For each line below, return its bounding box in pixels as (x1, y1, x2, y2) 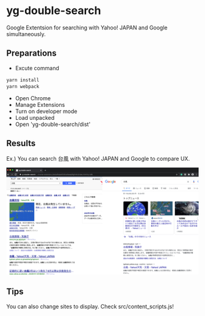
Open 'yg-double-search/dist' (15, 120, 91, 128)
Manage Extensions (15, 101, 65, 108)
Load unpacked (15, 114, 55, 121)
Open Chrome (15, 94, 51, 101)
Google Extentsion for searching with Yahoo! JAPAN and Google (6, 24, 168, 31)
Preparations (6, 48, 57, 59)
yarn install (6, 77, 40, 83)
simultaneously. (6, 30, 46, 37)
